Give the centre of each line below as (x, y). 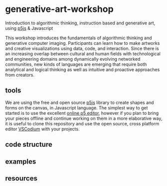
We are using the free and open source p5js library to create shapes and (80, 102)
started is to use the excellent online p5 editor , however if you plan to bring (82, 113)
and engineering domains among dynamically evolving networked (73, 59)
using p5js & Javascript (29, 28)
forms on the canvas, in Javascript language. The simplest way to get (77, 107)
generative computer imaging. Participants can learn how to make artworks (83, 43)
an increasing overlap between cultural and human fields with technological (83, 54)
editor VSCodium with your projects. (42, 129)
